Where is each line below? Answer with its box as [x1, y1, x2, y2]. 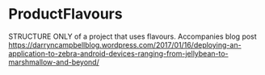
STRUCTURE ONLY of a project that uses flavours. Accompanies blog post [8, 31, 257, 41]
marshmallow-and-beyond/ [8, 57, 99, 67]
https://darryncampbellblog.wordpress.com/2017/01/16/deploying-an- [8, 40, 242, 49]
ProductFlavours [8, 5, 123, 23]
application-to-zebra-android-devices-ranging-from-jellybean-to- [8, 48, 229, 58]
